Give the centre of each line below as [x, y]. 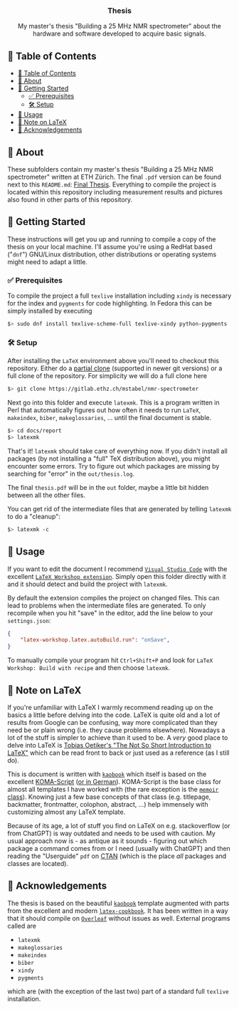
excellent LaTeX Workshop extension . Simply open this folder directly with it [117, 576]
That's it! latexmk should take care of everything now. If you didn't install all [117, 451]
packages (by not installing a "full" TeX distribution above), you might [109, 459]
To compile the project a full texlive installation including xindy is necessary [119, 296]
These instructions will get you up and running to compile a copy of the [112, 239]
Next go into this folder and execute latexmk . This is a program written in [113, 403]
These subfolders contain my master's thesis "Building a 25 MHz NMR [110, 169]
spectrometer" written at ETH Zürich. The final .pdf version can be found [115, 177]
